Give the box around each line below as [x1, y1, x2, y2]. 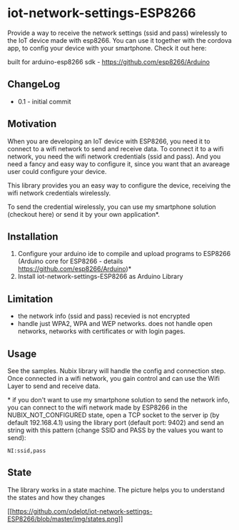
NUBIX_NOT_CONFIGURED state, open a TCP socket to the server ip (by [7, 411, 220, 419]
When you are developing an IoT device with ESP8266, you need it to [7, 137, 210, 146]
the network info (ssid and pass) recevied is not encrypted [17, 312, 190, 320]
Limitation [7, 292, 54, 305]
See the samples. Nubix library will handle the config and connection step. [7, 367, 226, 375]
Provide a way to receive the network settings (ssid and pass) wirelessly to [7, 29, 228, 37]
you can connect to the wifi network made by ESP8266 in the [7, 403, 188, 412]
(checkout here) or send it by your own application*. [7, 210, 161, 218]
